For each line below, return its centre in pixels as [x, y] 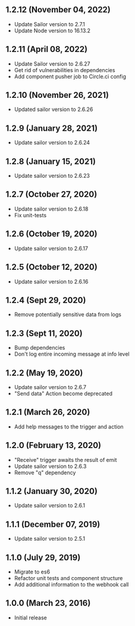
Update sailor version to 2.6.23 [52, 176]
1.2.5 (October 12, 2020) [51, 267]
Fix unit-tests [30, 215]
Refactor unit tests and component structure [68, 578]
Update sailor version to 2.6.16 [51, 281]
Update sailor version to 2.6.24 [52, 143]
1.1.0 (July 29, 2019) [43, 557]
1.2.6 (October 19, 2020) [51, 234]
